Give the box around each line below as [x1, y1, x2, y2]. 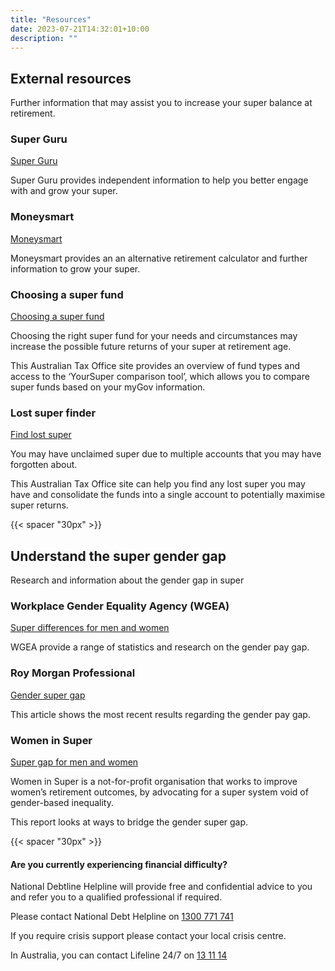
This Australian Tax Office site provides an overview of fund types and [10, 360, 301, 372]
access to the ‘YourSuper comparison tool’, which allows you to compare [10, 371, 310, 383]
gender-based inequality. [10, 797, 114, 809]
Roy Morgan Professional [10, 666, 136, 680]
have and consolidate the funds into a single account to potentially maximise [10, 489, 326, 501]
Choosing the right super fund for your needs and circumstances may [10, 330, 298, 342]
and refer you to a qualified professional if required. [10, 891, 223, 903]
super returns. [10, 499, 69, 511]
